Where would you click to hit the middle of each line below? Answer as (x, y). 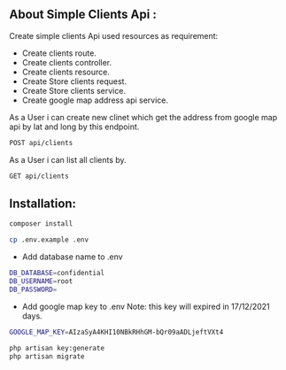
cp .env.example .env (49, 240)
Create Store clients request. (74, 81)
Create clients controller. (67, 62)
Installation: (43, 203)
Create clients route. (59, 53)
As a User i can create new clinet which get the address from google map (143, 117)
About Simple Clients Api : (83, 15)
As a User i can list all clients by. (68, 159)
